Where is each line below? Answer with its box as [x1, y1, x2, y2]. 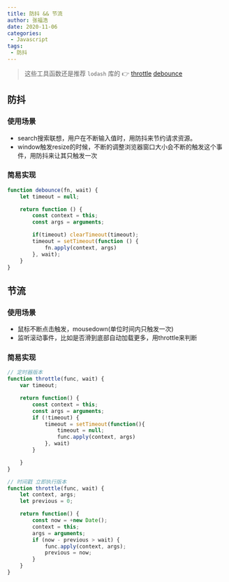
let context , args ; [20, 491, 77, 498]
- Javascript [10, 36, 49, 43]
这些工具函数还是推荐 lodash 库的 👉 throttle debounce [24, 69, 183, 78]
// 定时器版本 [7, 369, 43, 376]
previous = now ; [44, 549, 92, 556]
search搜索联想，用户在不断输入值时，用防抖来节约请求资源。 [17, 133, 197, 142]
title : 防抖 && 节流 [7, 10, 63, 17]
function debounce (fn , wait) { [7, 187, 98, 194]
